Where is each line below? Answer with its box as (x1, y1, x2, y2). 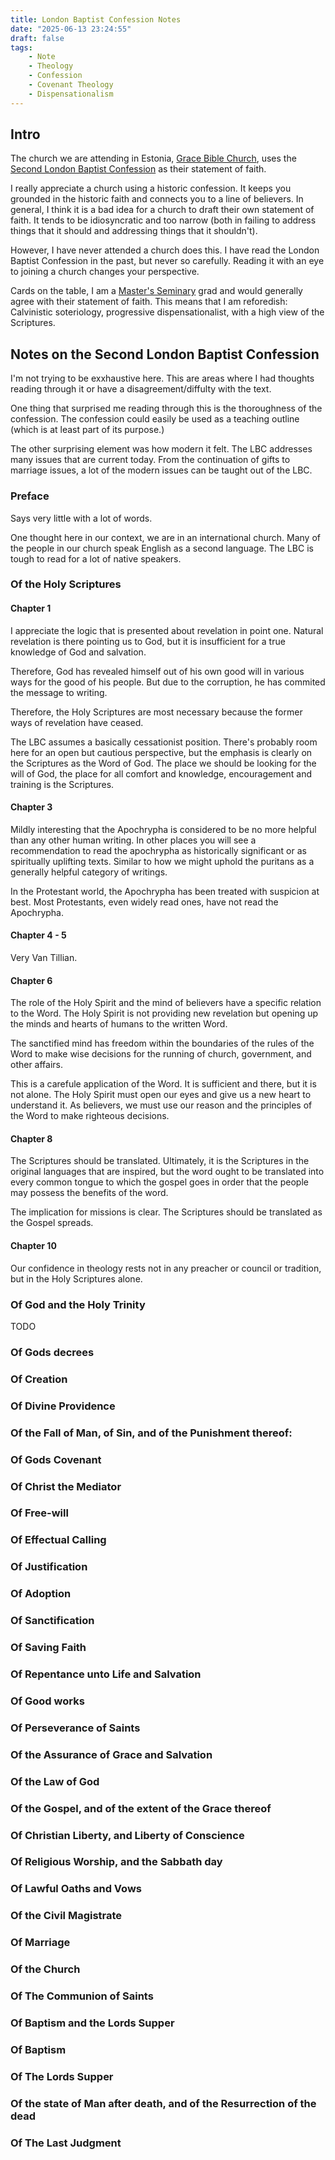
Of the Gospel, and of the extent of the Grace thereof (10, 1801, 272, 1815)
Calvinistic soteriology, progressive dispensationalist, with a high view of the (10, 306, 325, 318)
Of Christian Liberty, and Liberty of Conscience (10, 1828, 245, 1842)
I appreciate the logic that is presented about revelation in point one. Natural (10, 624, 324, 636)
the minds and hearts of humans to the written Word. (10, 1018, 228, 1030)
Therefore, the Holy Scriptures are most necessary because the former (10, 706, 303, 718)
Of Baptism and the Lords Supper (10, 2016, 175, 2030)
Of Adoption (10, 1587, 72, 1601)
